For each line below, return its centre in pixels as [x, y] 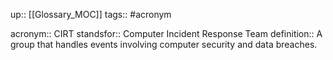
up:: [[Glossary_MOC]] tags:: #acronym [91, 14]
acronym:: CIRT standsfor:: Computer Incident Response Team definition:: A [166, 33]
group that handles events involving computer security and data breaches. [164, 44]
